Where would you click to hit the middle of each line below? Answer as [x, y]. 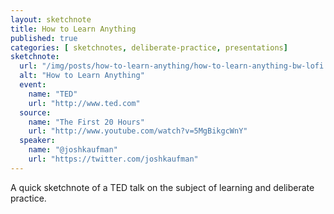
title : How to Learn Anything [73, 29]
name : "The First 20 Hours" [86, 122]
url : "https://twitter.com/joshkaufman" [113, 159]
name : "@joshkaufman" [73, 150]
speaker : [37, 141]
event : [33, 85]
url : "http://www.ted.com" [84, 103]
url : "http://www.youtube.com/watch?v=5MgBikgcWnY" [138, 131]
